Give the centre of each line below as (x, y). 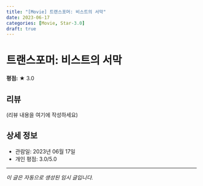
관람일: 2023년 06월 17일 (45, 151)
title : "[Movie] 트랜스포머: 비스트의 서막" (56, 12)
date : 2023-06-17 (28, 18)
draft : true (21, 29)
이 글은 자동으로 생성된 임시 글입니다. (50, 177)
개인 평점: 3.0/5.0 (36, 159)
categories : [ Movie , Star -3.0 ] (46, 23)
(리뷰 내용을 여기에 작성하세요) (42, 115)
